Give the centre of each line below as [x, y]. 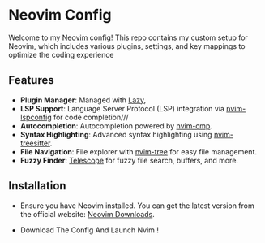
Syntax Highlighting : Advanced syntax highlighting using [116, 134]
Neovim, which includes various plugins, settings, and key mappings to [127, 46]
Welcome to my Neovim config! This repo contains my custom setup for [128, 37]
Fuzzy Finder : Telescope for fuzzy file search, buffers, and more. [129, 160]
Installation [37, 186]
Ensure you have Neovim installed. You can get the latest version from [137, 206]
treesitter [35, 143]
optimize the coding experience [61, 54]
